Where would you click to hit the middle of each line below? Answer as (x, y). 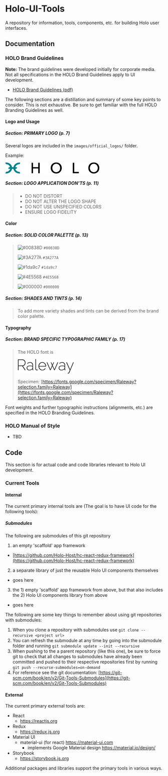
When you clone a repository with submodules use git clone (75, 630)
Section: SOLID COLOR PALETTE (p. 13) (47, 235)
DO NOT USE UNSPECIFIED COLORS (63, 206)
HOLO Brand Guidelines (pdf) (43, 90)
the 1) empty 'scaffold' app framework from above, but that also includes (88, 590)
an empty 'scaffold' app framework (49, 546)
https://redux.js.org (40, 732)
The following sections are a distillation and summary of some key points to (83, 99)
